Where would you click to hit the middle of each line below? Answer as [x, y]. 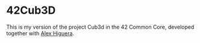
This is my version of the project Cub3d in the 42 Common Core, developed [100, 27]
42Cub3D [31, 10]
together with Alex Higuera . [40, 33]
